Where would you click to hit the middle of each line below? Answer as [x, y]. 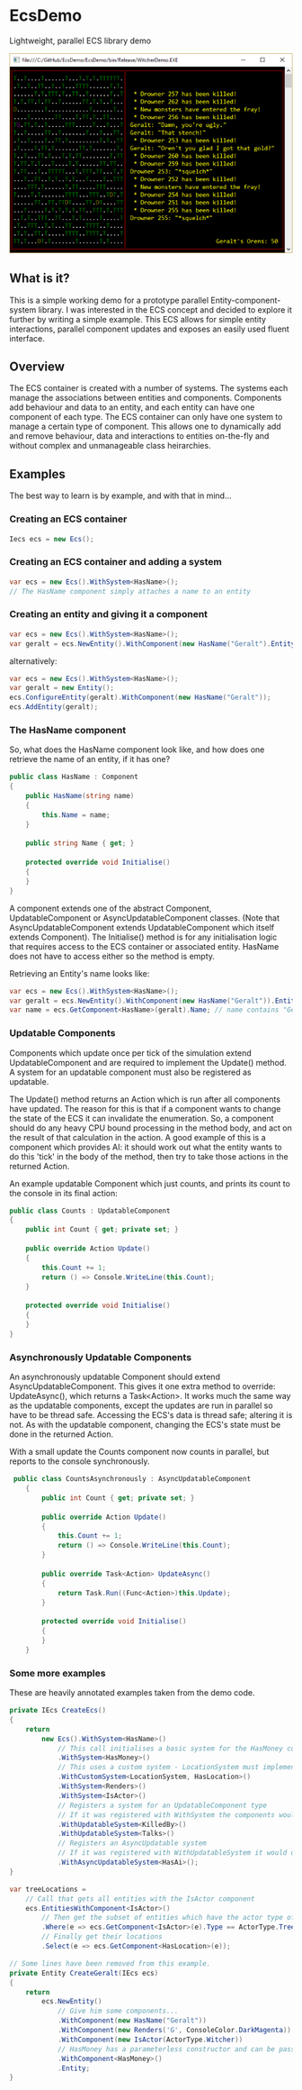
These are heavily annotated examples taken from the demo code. [132, 1693]
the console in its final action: [64, 1193]
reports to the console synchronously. [80, 1461]
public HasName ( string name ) [80, 796]
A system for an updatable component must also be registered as [130, 1072]
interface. [27, 338]
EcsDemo [46, 16]
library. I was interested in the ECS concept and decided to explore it [165, 309]
